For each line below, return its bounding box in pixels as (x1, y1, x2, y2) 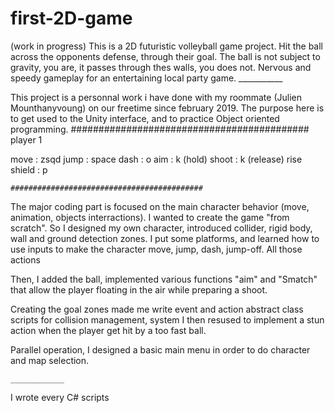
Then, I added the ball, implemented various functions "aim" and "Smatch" (10, 273, 318, 285)
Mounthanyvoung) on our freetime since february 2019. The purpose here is (10, 102, 325, 114)
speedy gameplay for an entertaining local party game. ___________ (10, 72, 283, 84)
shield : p (10, 163, 48, 176)
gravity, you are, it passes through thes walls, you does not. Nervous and (10, 61, 312, 73)
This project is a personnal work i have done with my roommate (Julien (10, 91, 303, 103)
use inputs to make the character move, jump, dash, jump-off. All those (10, 243, 303, 255)
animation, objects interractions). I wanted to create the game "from (10, 211, 290, 223)
